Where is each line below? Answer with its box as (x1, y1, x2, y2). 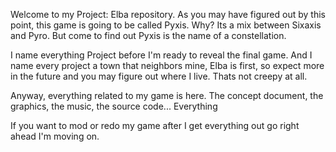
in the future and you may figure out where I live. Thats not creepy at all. (10, 70, 308, 82)
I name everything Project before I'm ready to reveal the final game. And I (10, 49, 313, 61)
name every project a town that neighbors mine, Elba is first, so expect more (10, 60, 325, 71)
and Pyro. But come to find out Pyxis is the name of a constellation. (10, 30, 287, 41)
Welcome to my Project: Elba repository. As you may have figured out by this (10, 9, 326, 20)
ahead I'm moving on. (10, 130, 100, 142)
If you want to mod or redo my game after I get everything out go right (10, 120, 300, 131)
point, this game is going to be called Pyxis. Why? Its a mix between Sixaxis (10, 19, 322, 31)
